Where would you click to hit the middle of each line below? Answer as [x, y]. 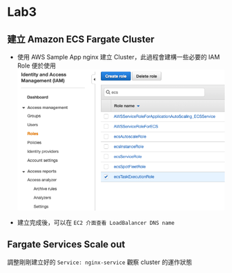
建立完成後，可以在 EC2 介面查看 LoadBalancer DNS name [96, 223]
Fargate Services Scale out [66, 244]
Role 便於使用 [37, 65]
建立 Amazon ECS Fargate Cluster [81, 39]
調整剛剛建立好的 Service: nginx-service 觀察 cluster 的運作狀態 [100, 262]
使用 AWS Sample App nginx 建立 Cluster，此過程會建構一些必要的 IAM [118, 57]
